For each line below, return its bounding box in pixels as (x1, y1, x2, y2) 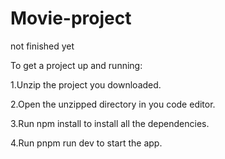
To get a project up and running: (10, 59, 143, 71)
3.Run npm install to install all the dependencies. (10, 117, 210, 129)
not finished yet (10, 40, 75, 52)
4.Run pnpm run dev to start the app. (10, 137, 163, 149)
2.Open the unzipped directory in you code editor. (10, 98, 216, 110)
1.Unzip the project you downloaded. (10, 78, 162, 91)
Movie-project (10, 7, 132, 30)
